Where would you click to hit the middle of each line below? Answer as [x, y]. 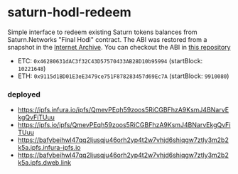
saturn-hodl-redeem [69, 12]
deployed [24, 94]
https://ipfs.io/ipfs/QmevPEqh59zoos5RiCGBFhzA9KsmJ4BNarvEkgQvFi [124, 125]
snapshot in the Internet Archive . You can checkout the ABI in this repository [119, 47]
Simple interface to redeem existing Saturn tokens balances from [102, 32]
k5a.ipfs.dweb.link [44, 163]
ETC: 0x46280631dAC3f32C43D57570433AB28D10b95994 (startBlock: [110, 60]
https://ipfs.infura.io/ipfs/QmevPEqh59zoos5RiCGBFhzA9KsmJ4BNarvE [123, 110]
